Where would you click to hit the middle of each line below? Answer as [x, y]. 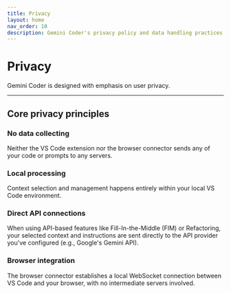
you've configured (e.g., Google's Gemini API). [73, 243]
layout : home [26, 20]
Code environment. [34, 196]
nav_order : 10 [27, 26]
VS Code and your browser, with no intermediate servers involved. [101, 283]
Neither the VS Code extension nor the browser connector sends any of [109, 148]
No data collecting [38, 133]
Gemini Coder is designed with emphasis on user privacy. [89, 86]
